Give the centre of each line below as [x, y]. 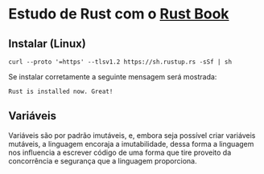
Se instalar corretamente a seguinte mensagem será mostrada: [113, 77]
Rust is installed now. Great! [61, 91]
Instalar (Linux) [47, 44]
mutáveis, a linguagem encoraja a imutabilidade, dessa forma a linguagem [131, 144]
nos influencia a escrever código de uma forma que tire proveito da [120, 152]
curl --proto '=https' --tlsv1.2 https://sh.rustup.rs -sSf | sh [120, 62]
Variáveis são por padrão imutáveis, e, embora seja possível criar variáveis [132, 135]
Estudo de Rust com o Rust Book [119, 14]
